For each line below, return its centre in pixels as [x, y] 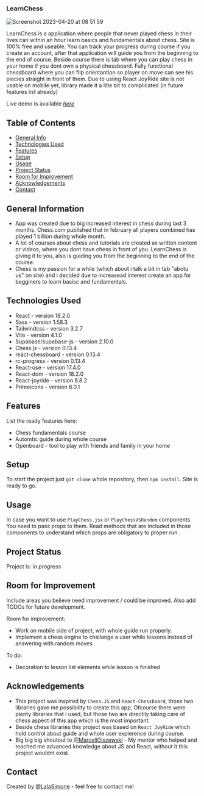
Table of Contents [41, 123]
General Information [45, 209]
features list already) [32, 92]
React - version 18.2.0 [43, 315]
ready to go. [22, 486]
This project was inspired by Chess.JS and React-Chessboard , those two [104, 701]
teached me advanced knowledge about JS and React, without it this [101, 746]
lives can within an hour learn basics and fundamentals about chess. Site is [100, 40]
